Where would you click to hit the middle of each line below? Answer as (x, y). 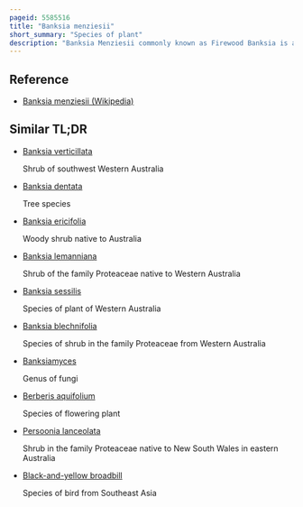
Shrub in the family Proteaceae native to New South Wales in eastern (150, 448)
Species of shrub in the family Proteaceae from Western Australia (144, 343)
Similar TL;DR (48, 129)
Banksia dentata (52, 186)
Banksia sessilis (52, 290)
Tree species (46, 203)
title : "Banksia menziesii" (62, 26)
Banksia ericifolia (54, 221)
